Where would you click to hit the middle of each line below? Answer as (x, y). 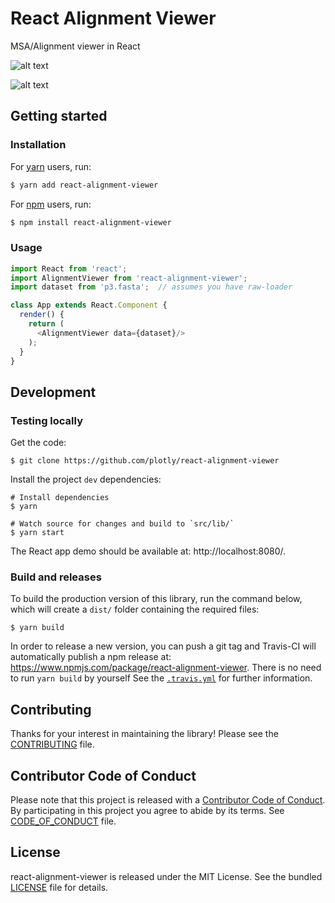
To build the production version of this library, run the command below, (156, 599)
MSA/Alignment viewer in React (75, 46)
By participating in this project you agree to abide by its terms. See (147, 811)
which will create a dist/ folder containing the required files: (135, 609)
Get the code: (38, 443)
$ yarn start (37, 533)
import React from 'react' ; (69, 268)
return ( (46, 324)
